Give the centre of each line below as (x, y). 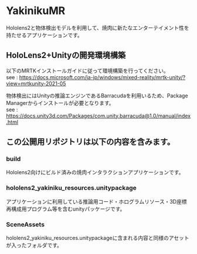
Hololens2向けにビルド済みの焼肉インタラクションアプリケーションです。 (95, 172)
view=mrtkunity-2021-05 (36, 83)
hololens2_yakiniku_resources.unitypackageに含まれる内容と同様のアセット (98, 238)
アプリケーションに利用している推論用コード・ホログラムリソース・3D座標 (96, 201)
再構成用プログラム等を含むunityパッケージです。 (66, 209)
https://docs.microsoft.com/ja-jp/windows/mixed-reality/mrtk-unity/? (102, 77)
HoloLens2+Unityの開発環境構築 (66, 55)
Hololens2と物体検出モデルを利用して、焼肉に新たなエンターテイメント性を (98, 28)
